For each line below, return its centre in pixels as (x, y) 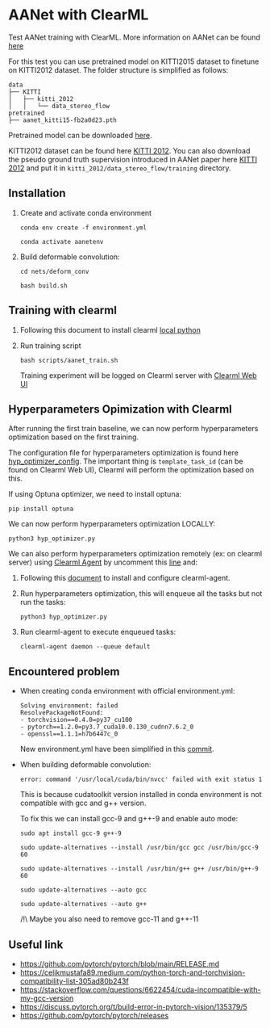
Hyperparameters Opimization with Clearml (120, 409)
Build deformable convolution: (70, 257)
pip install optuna (41, 509)
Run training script (51, 346)
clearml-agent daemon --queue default (85, 647)
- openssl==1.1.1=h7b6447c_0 (69, 734)
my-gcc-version (47, 998)
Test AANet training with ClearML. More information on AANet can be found (134, 37)
